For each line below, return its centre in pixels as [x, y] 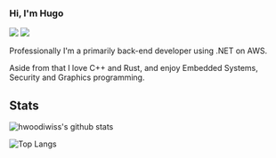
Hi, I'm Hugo [37, 13]
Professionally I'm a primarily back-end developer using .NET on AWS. [138, 51]
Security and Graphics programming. [77, 77]
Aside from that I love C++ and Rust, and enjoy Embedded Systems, [134, 68]
